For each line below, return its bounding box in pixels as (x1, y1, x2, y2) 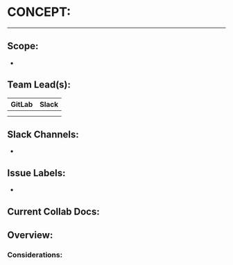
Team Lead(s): (7, 79, 71, 91)
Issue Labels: (7, 167, 66, 179)
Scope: (7, 40, 39, 52)
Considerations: (7, 250, 63, 259)
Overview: (7, 229, 53, 241)
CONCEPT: (7, 4, 71, 20)
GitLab (10, 99, 33, 109)
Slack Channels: (7, 128, 80, 140)
